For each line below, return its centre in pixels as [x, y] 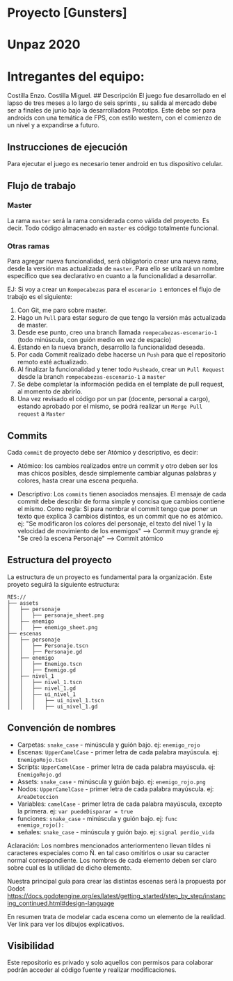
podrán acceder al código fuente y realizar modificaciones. [92, 970]
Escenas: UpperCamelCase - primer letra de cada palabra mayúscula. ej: [118, 752]
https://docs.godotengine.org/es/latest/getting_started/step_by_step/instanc [116, 895]
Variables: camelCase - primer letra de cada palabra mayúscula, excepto [120, 804]
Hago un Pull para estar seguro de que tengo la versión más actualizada [121, 318]
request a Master [41, 414]
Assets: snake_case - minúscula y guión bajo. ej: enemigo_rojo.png [112, 781]
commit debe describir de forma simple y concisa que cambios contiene [121, 501]
